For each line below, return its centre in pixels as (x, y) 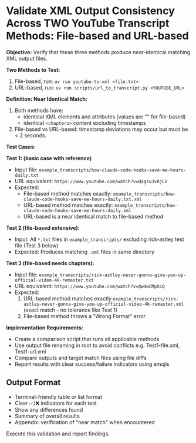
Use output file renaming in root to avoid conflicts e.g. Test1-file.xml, (97, 345)
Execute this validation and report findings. (58, 434)
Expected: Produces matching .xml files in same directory (85, 252)
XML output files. (27, 58)
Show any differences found (49, 409)
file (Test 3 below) (36, 245)
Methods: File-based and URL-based (97, 36)
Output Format (33, 383)
